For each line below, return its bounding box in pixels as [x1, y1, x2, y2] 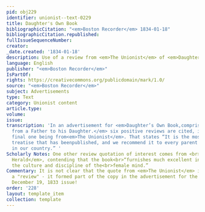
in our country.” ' [12, 145, 62, 152]
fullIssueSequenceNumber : [6, 37, 72, 43]
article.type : [6, 105, 43, 112]
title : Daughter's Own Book [6, 20, 78, 26]
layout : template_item [6, 191, 64, 197]
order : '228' [6, 185, 40, 191]
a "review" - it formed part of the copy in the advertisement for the [12, 174, 198, 180]
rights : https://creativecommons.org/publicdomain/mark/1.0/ [6, 77, 165, 83]
